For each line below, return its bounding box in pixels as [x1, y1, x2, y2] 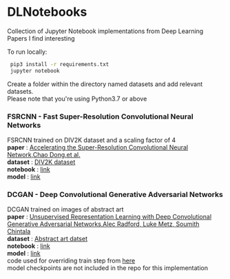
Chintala [7, 227, 31, 236]
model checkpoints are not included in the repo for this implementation [7, 264, 209, 272]
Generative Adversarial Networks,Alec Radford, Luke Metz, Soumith [7, 220, 200, 228]
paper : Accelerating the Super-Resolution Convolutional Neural [7, 143, 188, 152]
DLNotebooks [7, 4, 87, 20]
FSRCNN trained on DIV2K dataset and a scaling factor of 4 [7, 136, 176, 144]
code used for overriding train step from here [7, 256, 136, 265]
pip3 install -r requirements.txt [10, 61, 109, 68]
